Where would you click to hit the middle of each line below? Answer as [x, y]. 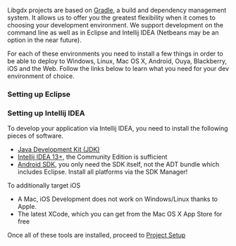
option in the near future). [45, 40]
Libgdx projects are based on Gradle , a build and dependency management [117, 10]
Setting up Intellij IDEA [46, 113]
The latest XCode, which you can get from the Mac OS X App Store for [120, 214]
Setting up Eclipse [39, 94]
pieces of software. [35, 136]
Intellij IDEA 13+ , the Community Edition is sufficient [92, 157]
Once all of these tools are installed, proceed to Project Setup [97, 235]
